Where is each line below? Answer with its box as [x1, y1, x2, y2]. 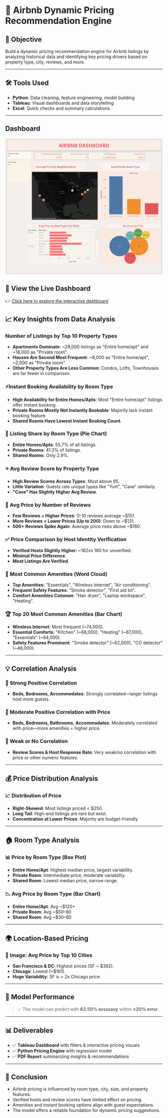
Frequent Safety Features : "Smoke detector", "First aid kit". [12, 587, 136, 593]
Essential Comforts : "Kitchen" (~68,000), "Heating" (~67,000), [12, 629, 143, 635]
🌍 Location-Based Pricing [5, 934, 88, 943]
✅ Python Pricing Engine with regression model [12, 1047, 112, 1053]
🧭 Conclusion [5, 1072, 47, 1081]
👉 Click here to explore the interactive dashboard [5, 298, 108, 304]
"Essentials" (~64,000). [12, 634, 61, 640]
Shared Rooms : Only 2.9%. [12, 452, 69, 458]
